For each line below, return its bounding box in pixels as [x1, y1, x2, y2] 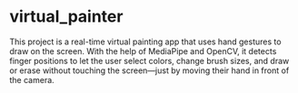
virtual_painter [9, 6, 124, 27]
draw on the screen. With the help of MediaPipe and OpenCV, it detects [9, 45, 277, 56]
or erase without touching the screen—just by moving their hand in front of [9, 65, 290, 76]
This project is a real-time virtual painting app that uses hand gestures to [9, 36, 282, 47]
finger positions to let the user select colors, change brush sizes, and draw [9, 55, 290, 66]
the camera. [9, 74, 55, 85]
